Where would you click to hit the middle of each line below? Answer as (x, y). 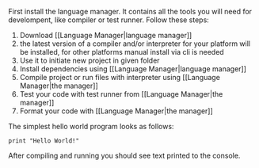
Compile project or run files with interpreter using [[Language (120, 77)
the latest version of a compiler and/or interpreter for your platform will (135, 44)
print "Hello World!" (44, 141)
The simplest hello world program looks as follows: (91, 126)
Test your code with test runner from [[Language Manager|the (121, 94)
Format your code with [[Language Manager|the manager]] (116, 111)
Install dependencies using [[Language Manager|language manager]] (133, 69)
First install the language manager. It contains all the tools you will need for (130, 11)
